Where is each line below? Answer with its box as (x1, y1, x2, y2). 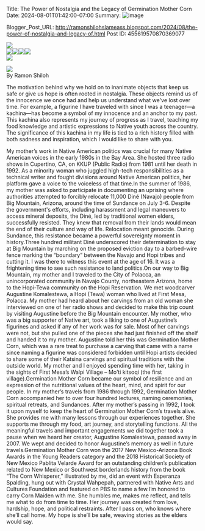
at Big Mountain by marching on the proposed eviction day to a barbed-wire (6, 245, 197, 252)
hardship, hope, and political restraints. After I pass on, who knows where (6, 505, 192, 512)
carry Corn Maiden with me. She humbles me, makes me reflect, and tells (6, 492, 191, 499)
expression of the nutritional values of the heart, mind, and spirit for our (6, 382, 186, 388)
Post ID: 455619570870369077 (106, 30, 185, 37)
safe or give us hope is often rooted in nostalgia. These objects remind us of (6, 90, 198, 97)
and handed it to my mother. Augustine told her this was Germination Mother (6, 336, 199, 343)
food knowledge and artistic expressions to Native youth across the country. (6, 122, 198, 130)
